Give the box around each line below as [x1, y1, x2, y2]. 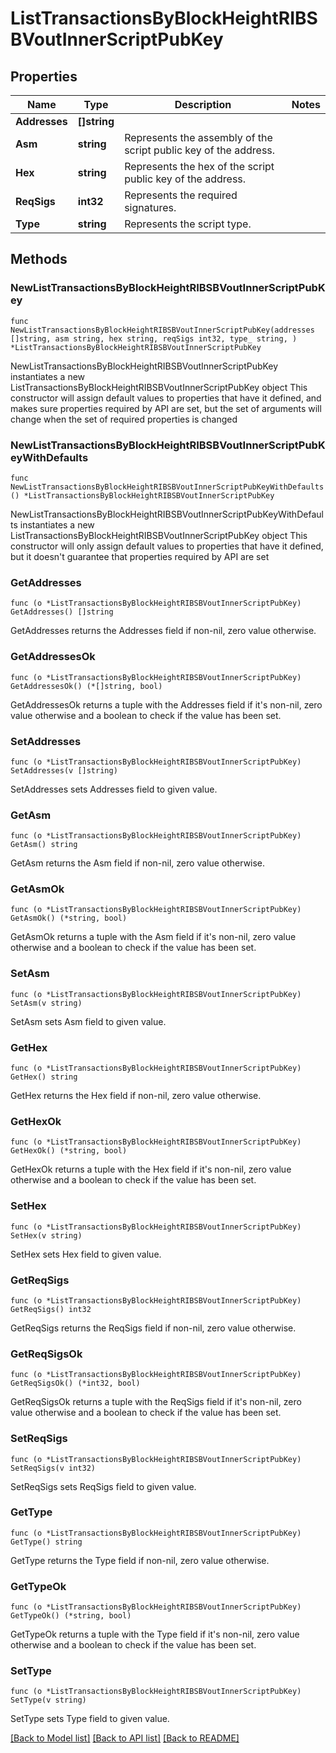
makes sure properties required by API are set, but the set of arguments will [10, 402, 322, 414]
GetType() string [10, 1537, 83, 1547]
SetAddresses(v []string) [10, 765, 118, 776]
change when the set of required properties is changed [10, 413, 238, 425]
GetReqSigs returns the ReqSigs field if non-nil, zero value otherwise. [10, 1322, 297, 1334]
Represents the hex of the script [124, 160, 275, 173]
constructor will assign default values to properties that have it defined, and [10, 392, 322, 404]
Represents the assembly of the [124, 131, 273, 144]
